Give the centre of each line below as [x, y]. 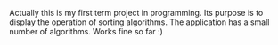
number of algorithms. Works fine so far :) [86, 31]
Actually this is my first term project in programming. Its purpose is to [136, 13]
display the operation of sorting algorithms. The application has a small [139, 22]
